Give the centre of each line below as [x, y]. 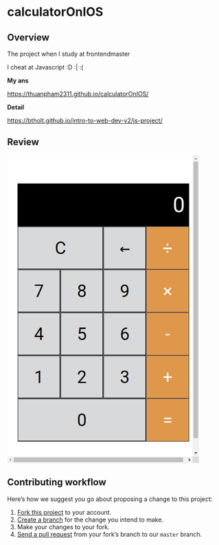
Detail [16, 107]
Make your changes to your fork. [63, 526]
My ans [18, 81]
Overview [28, 38]
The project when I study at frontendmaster [69, 54]
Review [23, 142]
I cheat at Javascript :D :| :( [45, 67]
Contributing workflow [57, 482]
